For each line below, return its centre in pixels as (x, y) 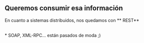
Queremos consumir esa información (64, 8)
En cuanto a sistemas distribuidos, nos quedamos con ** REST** (72, 20)
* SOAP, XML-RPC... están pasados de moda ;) (53, 35)
